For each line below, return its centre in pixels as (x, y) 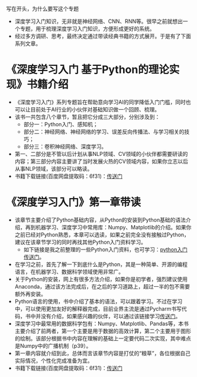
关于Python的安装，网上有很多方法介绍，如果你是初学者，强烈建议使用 (101, 279)
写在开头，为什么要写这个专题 (42, 9)
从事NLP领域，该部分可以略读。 (54, 168)
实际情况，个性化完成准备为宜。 (54, 360)
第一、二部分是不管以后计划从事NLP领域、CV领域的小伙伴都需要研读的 (101, 154)
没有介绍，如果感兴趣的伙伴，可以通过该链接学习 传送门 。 (111, 316)
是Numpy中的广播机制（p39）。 (53, 346)
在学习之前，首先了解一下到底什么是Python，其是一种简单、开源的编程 (101, 264)
